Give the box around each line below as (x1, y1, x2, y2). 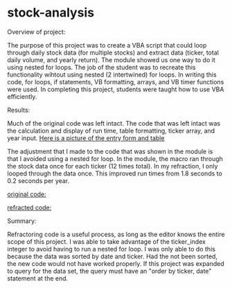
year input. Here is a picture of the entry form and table (7, 133, 165, 142)
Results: (7, 106, 30, 114)
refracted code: (7, 203, 52, 211)
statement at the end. (7, 274, 69, 282)
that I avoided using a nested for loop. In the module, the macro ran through (7, 154, 224, 163)
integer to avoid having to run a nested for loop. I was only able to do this (7, 244, 216, 253)
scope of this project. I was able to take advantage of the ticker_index (7, 237, 206, 246)
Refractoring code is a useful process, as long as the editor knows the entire (7, 230, 225, 238)
